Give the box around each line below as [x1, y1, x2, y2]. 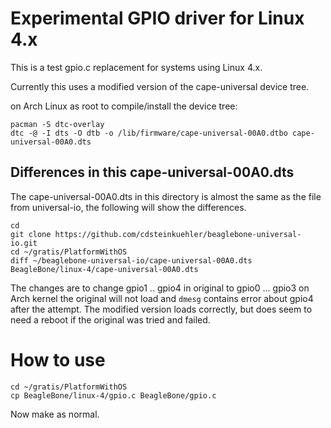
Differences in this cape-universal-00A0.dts [10, 164, 295, 181]
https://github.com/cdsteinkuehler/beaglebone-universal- [54, 229, 302, 239]
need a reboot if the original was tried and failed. [10, 313, 211, 326]
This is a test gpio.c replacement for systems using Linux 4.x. [10, 61, 263, 73]
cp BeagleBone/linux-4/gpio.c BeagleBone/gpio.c [10, 390, 217, 401]
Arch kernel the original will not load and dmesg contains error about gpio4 [10, 292, 314, 304]
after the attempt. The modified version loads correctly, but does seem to [10, 303, 313, 315]
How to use [10, 348, 106, 371]
